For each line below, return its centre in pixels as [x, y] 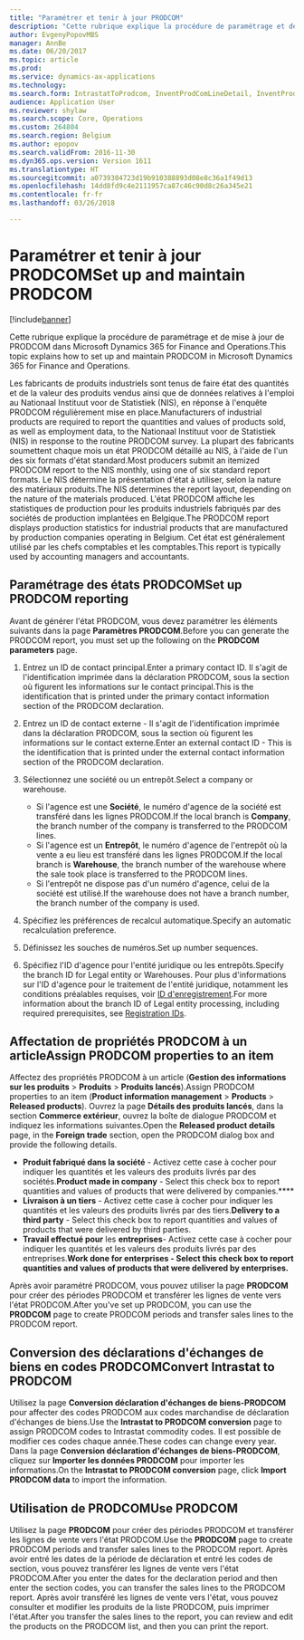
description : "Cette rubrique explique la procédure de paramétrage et [147, 26]
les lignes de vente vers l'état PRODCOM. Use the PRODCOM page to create [151, 1539]
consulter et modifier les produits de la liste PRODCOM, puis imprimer [139, 1607]
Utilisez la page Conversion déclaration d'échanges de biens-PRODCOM [148, 1403]
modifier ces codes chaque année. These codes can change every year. [143, 1442]
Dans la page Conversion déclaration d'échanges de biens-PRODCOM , [145, 1451]
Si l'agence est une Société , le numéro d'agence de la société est [159, 806]
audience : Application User [62, 102]
